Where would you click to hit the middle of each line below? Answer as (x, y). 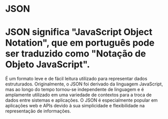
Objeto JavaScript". (48, 65)
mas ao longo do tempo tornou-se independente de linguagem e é (75, 90)
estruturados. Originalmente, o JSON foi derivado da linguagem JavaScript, (84, 84)
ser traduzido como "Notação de (76, 54)
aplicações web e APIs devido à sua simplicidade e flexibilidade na (75, 106)
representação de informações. (38, 111)
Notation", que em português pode (80, 43)
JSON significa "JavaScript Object (79, 32)
